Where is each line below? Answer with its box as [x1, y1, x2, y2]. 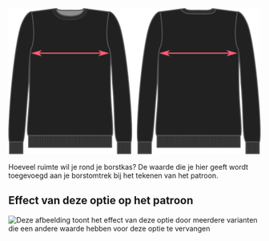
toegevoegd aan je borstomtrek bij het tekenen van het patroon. [8, 171, 219, 180]
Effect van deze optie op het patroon [8, 194, 194, 207]
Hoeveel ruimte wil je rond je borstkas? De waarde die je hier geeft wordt [8, 162, 249, 171]
